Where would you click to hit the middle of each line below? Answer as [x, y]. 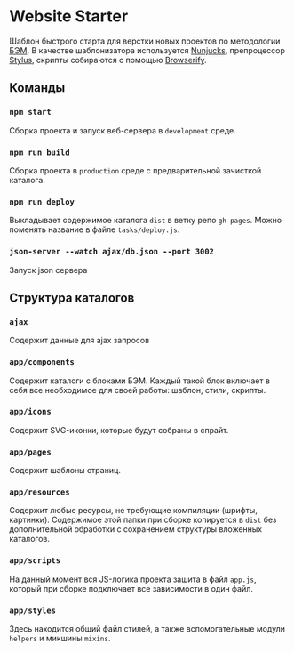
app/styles [32, 610]
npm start [30, 112]
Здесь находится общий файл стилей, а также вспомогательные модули [147, 628]
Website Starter [69, 16]
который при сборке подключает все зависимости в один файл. [131, 588]
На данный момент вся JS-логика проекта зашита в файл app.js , [133, 579]
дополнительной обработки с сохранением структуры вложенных [136, 529]
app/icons [30, 412]
